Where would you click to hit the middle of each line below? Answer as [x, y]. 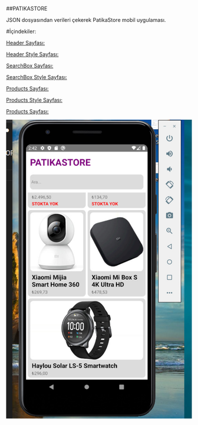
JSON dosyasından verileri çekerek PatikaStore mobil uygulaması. [86, 20]
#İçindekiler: [21, 31]
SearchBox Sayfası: [30, 66]
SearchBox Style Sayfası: [37, 77]
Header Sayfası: [26, 43]
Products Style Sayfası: [34, 100]
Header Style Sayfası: [32, 54]
